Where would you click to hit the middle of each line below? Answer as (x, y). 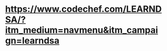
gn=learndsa (32, 41)
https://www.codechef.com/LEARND (83, 9)
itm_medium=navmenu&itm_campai (82, 30)
